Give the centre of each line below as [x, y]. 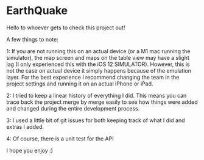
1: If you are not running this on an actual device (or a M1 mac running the [98, 51]
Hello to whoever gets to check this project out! [66, 27]
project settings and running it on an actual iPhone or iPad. [80, 84]
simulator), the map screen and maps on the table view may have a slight [98, 57]
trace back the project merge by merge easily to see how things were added [102, 102]
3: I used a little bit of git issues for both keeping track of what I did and [96, 120]
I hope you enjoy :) [30, 150]
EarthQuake [37, 11]
